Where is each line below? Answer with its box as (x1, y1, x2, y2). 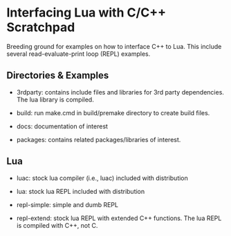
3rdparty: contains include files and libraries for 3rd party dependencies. (16, 88, 224, 96)
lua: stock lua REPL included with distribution (16, 187, 145, 195)
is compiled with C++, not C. (16, 221, 98, 229)
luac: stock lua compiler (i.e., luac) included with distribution (16, 174, 188, 182)
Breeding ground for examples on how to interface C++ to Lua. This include (6, 42, 222, 50)
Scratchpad (6, 19, 75, 35)
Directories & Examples (6, 70, 109, 81)
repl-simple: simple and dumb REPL (16, 200, 119, 208)
